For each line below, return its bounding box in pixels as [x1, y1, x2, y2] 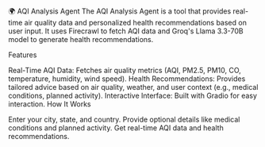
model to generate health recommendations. [8, 35, 154, 44]
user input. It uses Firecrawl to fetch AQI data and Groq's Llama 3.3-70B [8, 26, 244, 36]
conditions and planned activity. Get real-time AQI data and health [8, 123, 224, 133]
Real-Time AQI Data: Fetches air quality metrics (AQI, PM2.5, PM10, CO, [8, 66, 242, 75]
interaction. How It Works [8, 99, 91, 109]
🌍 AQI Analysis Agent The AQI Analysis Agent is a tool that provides [8, 6, 232, 16]
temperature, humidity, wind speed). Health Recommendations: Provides [8, 74, 246, 83]
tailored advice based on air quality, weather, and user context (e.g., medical [8, 83, 259, 91]
